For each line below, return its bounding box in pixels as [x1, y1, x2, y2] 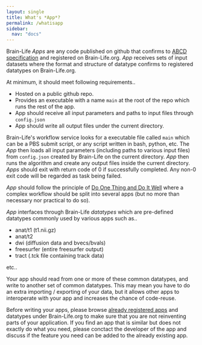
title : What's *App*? [6, 14, 61, 20]
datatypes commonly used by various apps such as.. [6, 215, 137, 222]
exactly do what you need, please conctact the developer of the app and [6, 326, 187, 333]
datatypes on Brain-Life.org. [6, 67, 77, 74]
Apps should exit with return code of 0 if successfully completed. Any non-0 [6, 166, 197, 173]
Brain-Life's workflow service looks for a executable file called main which [6, 134, 190, 141]
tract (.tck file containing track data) [14, 252, 104, 260]
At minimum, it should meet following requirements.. [6, 79, 136, 86]
